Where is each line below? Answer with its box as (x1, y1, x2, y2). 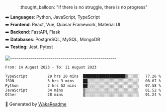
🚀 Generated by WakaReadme (5, 101, 67, 107)
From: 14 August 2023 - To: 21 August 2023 (5, 65, 97, 70)
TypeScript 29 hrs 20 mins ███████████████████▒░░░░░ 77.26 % (5, 74, 162, 79)
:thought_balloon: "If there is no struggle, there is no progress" (19, 4, 148, 10)
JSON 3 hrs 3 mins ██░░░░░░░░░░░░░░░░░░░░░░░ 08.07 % (5, 78, 162, 83)
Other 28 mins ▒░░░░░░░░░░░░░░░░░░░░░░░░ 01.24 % (5, 92, 162, 97)
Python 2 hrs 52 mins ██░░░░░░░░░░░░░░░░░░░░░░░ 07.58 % (5, 83, 162, 88)
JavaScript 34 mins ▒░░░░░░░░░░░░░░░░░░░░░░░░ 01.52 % (5, 88, 162, 93)
